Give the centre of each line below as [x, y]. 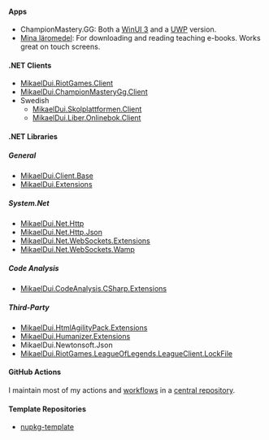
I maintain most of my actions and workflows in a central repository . [122, 390]
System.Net [29, 203]
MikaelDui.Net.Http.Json [61, 232]
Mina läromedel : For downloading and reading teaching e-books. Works [141, 38]
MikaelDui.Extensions [56, 184]
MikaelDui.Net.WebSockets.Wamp [78, 249]
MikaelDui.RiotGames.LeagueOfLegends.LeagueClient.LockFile [126, 353]
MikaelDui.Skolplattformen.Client [87, 109]
